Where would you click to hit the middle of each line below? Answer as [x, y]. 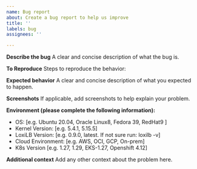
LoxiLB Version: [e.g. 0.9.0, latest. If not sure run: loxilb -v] [88, 135]
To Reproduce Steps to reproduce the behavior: [66, 69]
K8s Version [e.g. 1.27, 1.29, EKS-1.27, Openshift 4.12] [81, 148]
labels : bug [21, 29]
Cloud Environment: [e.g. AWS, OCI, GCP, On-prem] [80, 141]
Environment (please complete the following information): [81, 110]
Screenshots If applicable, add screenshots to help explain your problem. [98, 99]
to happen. [20, 87]
